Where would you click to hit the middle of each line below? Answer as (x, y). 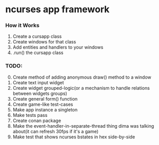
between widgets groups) (40, 93)
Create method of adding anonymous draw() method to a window (82, 77)
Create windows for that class (44, 42)
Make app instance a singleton (45, 110)
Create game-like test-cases (43, 104)
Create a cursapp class (37, 36)
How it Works (22, 26)
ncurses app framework (57, 9)
